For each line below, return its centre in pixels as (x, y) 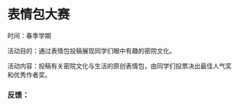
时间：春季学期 (29, 36)
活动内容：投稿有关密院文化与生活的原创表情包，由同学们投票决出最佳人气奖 (119, 65)
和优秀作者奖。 (29, 75)
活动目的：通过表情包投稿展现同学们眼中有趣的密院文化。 (91, 51)
